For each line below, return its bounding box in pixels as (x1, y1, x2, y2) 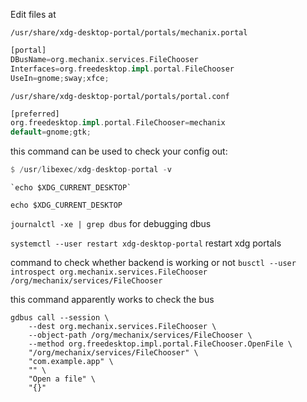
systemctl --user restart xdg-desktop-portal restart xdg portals (10, 237, 282, 249)
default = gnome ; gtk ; (10, 127, 92, 138)
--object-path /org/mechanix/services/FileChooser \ (28, 330, 253, 340)
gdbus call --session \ (10, 313, 110, 323)
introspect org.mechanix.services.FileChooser (10, 267, 208, 277)
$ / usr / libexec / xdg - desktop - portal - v (10, 165, 172, 175)
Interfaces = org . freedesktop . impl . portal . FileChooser (10, 64, 235, 74)
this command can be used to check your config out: (10, 145, 228, 158)
